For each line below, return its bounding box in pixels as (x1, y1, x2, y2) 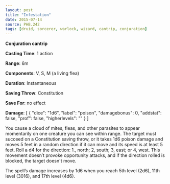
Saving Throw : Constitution (5, 90, 64, 96)
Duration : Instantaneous (5, 80, 57, 86)
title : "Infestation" (5, 12, 52, 17)
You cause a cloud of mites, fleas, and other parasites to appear (5, 125, 140, 131)
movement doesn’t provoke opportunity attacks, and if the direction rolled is (5, 152, 165, 158)
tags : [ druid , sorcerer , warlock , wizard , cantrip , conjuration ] (5, 27, 148, 32)
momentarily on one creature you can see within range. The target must (5, 131, 157, 137)
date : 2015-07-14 (5, 17, 42, 22)
